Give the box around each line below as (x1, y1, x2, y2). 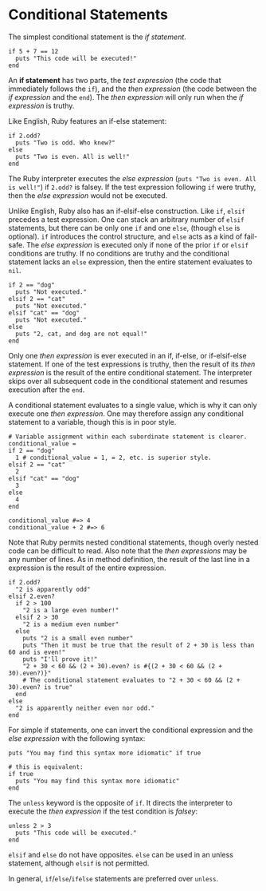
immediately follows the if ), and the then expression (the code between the (8, 84, 257, 93)
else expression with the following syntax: (8, 733, 146, 743)
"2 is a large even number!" (22, 606, 119, 614)
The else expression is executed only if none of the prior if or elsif (26, 240, 249, 249)
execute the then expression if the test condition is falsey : (8, 806, 198, 816)
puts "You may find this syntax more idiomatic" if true (8, 749, 201, 757)
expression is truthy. (8, 101, 75, 110)
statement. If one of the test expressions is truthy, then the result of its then (8, 359, 256, 369)
